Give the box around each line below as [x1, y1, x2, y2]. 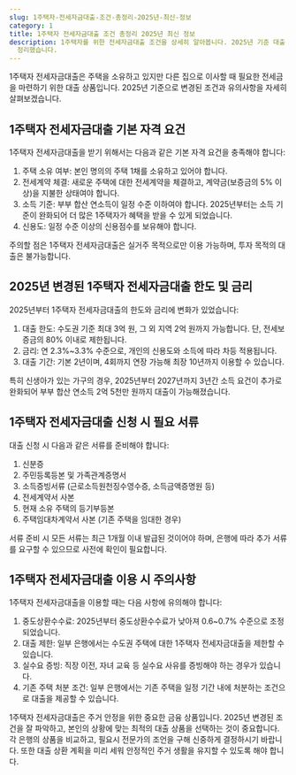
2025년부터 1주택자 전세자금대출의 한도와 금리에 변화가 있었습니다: [9, 304, 239, 315]
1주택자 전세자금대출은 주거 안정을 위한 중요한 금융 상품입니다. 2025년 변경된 [9, 712, 274, 723]
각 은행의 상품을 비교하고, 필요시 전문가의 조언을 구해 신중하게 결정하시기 [9, 734, 259, 745]
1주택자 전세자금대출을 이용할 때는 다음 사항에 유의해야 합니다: [9, 597, 223, 608]
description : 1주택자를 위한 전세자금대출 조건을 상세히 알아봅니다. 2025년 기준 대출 [9, 37, 285, 47]
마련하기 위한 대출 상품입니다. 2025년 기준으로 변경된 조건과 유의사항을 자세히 [18, 82, 287, 93]
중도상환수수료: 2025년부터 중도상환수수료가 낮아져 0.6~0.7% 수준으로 [21, 616, 268, 626]
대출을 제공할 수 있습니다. [31, 694, 119, 704]
